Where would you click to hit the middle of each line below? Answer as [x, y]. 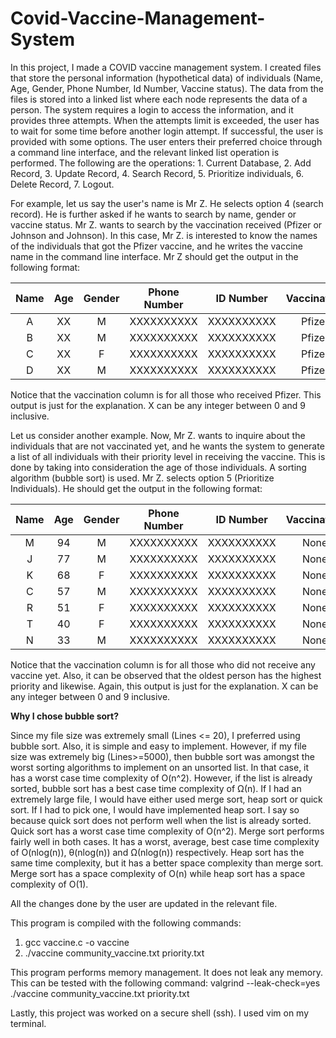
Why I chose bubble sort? [65, 716]
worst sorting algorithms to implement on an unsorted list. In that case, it [160, 767]
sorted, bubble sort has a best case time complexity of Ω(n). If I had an [156, 788]
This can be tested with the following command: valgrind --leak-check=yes [165, 983]
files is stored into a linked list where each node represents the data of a [159, 99]
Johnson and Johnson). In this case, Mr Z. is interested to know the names [164, 235]
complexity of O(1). [49, 884]
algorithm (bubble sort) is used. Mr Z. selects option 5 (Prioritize [142, 478]
